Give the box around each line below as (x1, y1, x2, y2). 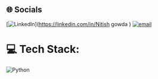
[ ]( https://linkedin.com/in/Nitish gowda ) (6, 20, 131, 27)
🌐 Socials (6, 5, 43, 15)
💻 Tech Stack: (6, 43, 80, 56)
